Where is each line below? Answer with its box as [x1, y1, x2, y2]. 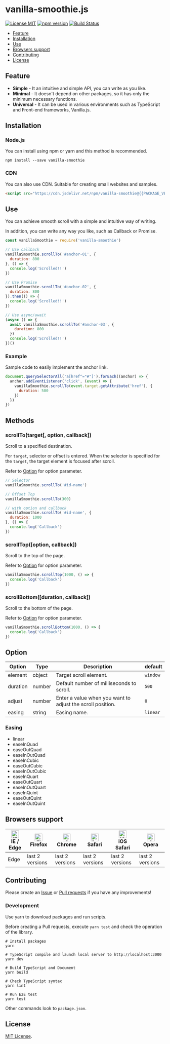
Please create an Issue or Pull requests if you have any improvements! [5, 890, 152, 896]
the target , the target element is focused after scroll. [5, 458, 115, 465]
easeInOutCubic [12, 768, 47, 774]
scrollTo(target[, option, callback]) [5, 432, 92, 439]
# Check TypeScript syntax [5, 979, 62, 984]
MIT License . [5, 1033, 32, 1039]
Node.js [5, 137, 25, 144]
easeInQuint [12, 789, 38, 796]
